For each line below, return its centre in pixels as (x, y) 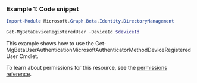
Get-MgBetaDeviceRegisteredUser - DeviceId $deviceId (73, 32)
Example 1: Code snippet (43, 9)
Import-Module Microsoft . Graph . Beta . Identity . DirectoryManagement (90, 21)
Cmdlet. (29, 56)
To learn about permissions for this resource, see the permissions (87, 68)
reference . (19, 74)
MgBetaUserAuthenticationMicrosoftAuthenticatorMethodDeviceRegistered (99, 50)
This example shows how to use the (50, 44)
